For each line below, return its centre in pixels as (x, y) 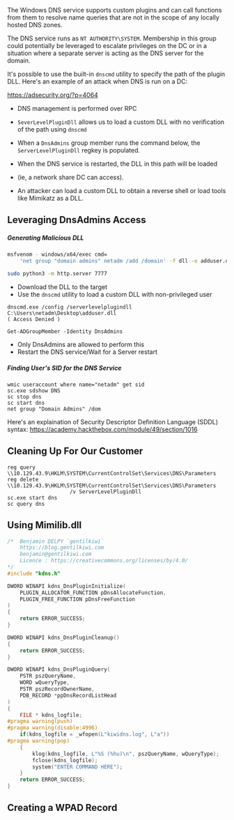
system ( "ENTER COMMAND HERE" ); (78, 767)
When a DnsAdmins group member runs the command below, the (109, 143)
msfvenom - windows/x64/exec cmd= (57, 255)
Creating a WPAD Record (62, 808)
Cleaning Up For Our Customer (75, 451)
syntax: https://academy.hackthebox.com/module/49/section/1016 (102, 429)
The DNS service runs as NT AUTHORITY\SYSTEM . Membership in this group (112, 38)
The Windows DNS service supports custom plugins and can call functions (115, 10)
